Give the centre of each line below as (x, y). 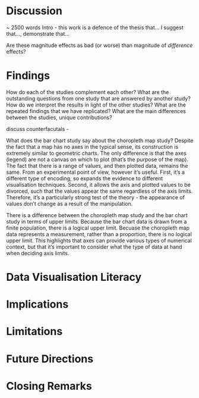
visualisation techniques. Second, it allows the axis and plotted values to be (99, 184)
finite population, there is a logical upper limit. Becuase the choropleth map (98, 228)
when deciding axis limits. (38, 253)
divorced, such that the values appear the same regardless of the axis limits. (99, 191)
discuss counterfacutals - (38, 129)
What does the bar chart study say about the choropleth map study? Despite (100, 140)
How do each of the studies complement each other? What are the (88, 92)
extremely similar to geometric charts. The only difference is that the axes (97, 153)
